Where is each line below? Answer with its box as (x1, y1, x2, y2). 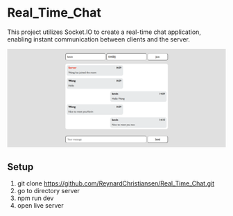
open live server (17, 201, 64, 210)
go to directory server (17, 187, 80, 195)
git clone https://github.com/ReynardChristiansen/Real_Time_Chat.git (17, 179, 215, 188)
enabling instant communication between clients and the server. (7, 35, 191, 43)
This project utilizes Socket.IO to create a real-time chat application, (7, 28, 201, 36)
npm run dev (17, 194, 54, 202)
